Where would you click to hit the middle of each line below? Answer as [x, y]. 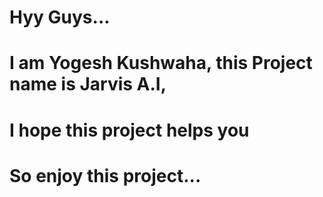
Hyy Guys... [60, 17]
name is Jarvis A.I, [88, 84]
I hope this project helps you [129, 130]
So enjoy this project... [105, 175]
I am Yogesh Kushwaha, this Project [161, 63]
